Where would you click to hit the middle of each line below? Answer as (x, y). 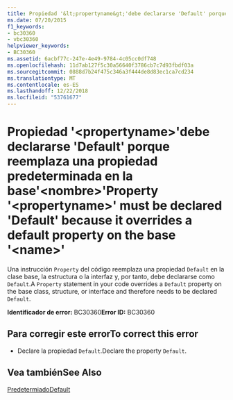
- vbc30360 (23, 40)
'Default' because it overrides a (100, 220)
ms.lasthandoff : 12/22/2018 (48, 91)
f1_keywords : (26, 26)
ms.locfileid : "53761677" (44, 98)
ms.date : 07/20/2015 (37, 20)
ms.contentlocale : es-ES (43, 85)
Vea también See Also (54, 373)
